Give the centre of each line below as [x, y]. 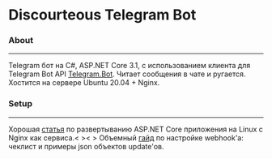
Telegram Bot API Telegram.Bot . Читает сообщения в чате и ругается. [127, 74]
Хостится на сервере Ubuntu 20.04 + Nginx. [84, 83]
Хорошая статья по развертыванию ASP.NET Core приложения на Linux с [136, 129]
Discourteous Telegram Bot [102, 15]
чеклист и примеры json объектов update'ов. [86, 146]
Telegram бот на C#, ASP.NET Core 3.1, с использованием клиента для [130, 66]
